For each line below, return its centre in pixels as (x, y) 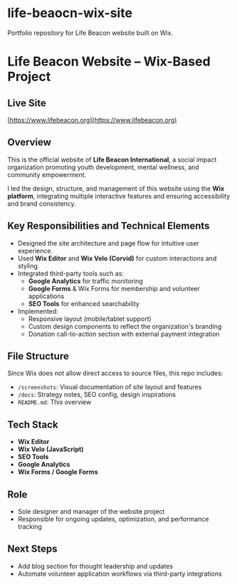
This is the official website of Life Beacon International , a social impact (112, 159)
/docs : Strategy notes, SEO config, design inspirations (97, 395)
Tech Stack (33, 425)
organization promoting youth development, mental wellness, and (103, 167)
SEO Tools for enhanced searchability (84, 303)
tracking (30, 527)
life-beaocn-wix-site (70, 13)
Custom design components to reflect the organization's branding (125, 326)
